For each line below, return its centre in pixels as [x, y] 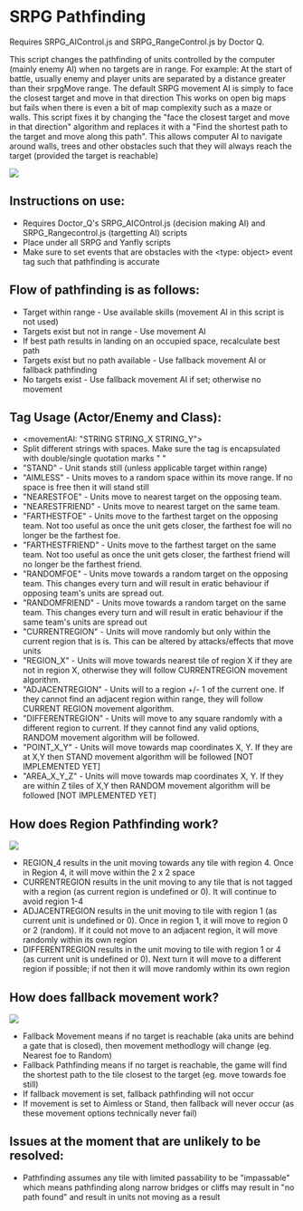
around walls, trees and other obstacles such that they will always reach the [151, 146]
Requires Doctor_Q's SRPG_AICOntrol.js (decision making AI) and [144, 223]
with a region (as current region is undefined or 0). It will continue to [150, 892]
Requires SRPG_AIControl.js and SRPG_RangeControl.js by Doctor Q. [137, 42]
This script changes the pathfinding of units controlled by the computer [142, 59]
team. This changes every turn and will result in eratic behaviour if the [152, 613]
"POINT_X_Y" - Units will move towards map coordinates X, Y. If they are [158, 747]
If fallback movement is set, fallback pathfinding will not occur [138, 1094]
